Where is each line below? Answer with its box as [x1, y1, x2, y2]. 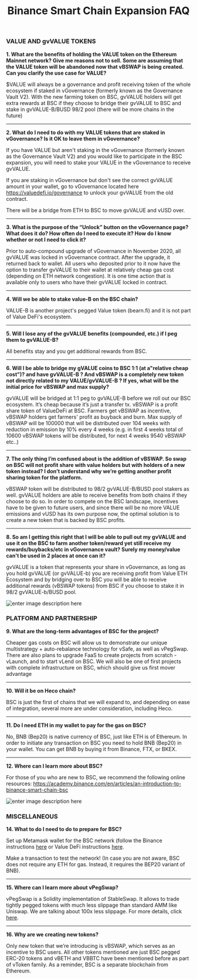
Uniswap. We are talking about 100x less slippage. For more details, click [6, 908, 182, 915]
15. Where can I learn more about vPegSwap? [6, 884, 119, 891]
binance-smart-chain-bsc [6, 786, 69, 793]
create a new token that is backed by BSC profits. [6, 516, 126, 523]
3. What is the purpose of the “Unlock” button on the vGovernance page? [6, 223, 189, 230]
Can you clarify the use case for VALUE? [6, 69, 107, 76]
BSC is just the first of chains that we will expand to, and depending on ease [6, 698, 191, 705]
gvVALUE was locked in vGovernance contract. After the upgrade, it [6, 254, 171, 261]
